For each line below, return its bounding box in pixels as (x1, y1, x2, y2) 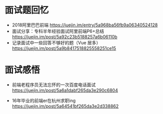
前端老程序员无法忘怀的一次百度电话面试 (12, 82, 96, 88)
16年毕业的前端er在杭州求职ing (12, 98, 76, 104)
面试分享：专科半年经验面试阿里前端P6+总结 (12, 28, 104, 34)
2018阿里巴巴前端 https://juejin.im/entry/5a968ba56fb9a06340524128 (12, 22, 158, 28)
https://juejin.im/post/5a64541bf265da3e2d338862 (12, 103, 119, 109)
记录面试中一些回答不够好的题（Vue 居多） (12, 39, 101, 45)
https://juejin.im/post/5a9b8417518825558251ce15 (12, 45, 116, 51)
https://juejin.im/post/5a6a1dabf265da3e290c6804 (12, 87, 118, 93)
